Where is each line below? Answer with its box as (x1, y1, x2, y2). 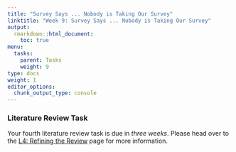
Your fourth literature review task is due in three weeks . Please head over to (7, 129, 230, 138)
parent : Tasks (20, 57, 62, 64)
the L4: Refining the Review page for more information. (7, 136, 168, 146)
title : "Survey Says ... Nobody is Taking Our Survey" (7, 10, 173, 18)
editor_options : (7, 83, 55, 90)
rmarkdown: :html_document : (14, 30, 94, 38)
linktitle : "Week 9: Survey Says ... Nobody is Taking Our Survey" (7, 17, 212, 24)
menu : (7, 43, 23, 50)
